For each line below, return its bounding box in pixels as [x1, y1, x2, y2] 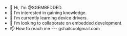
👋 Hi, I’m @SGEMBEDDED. [9, 5, 63, 10]
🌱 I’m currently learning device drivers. [9, 15, 88, 20]
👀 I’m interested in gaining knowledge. [9, 10, 87, 16]
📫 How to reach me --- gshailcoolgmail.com [9, 26, 100, 31]
